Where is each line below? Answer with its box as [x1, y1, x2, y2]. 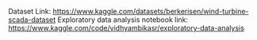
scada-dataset [8, 15, 56, 24]
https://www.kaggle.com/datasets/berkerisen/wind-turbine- [52, 7, 249, 16]
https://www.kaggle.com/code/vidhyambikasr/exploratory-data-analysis [8, 24, 244, 32]
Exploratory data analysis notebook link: [57, 15, 189, 24]
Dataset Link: [8, 7, 52, 16]
